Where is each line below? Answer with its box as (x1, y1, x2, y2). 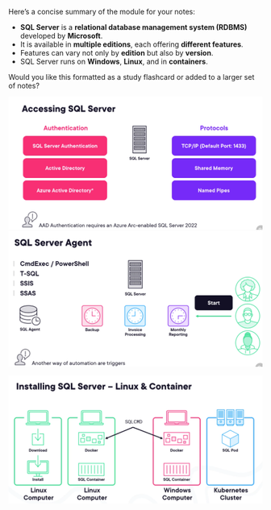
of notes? (8, 81, 40, 90)
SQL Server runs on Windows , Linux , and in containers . (19, 56, 208, 66)
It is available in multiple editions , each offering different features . (19, 39, 244, 49)
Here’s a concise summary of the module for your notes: (8, 7, 196, 16)
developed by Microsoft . (19, 31, 103, 40)
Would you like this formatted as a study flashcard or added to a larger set (8, 73, 255, 81)
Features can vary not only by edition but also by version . (19, 48, 214, 57)
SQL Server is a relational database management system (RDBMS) (19, 23, 248, 31)
